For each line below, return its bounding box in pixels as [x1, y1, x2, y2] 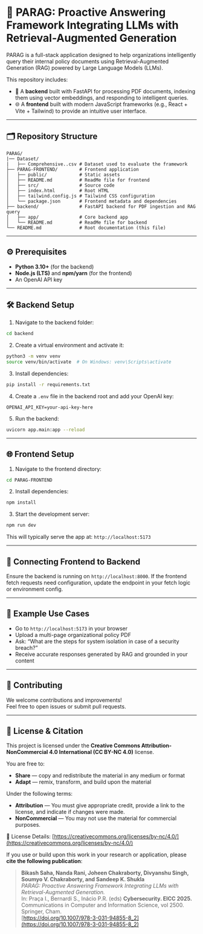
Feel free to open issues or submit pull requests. [6, 702, 126, 710]
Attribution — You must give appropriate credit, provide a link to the [14, 802, 185, 809]
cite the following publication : [6, 858, 83, 865]
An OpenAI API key [14, 276, 63, 283]
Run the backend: [14, 415, 59, 422]
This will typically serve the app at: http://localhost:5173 [6, 533, 151, 541]
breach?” [14, 644, 38, 651]
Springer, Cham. [21, 908, 62, 915]
